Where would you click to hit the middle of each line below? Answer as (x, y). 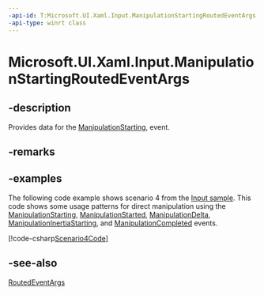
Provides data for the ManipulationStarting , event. (89, 127)
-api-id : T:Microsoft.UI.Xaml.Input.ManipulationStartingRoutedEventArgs (132, 15)
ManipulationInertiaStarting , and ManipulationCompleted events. (113, 223)
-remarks (32, 151)
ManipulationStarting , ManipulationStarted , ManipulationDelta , (109, 214)
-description (40, 108)
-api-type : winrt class (47, 23)
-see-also (33, 263)
